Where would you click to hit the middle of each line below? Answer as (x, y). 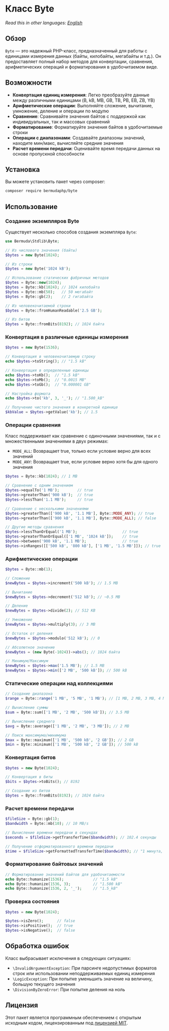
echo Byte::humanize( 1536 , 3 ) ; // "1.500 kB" (64, 884)
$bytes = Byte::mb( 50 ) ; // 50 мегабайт (49, 292)
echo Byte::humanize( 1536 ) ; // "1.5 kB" (62, 879)
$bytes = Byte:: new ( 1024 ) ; (33, 283)
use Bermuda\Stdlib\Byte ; (32, 241)
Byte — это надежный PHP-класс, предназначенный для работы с (76, 50)
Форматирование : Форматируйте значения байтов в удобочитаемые (87, 127)
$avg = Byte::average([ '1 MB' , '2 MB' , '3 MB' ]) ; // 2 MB (67, 726)
